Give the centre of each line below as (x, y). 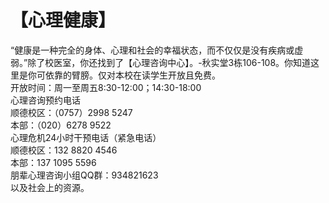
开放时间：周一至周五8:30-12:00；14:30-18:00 (106, 87)
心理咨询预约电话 (45, 100)
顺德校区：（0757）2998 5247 (71, 112)
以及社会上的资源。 (50, 187)
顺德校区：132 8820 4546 (64, 150)
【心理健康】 (63, 20)
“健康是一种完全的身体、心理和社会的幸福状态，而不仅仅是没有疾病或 (152, 50)
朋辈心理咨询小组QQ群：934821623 (84, 175)
